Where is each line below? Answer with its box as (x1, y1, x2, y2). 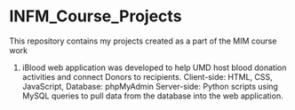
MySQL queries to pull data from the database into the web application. (21, 90, 283, 101)
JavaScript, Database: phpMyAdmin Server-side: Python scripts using (21, 81, 278, 91)
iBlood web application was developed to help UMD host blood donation (21, 62, 287, 73)
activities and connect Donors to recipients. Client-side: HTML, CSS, (21, 71, 273, 82)
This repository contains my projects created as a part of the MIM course (9, 35, 277, 46)
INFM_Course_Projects (9, 6, 182, 27)
